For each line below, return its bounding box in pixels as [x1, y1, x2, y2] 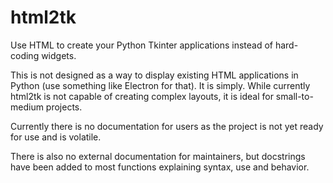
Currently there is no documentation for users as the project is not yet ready [10, 120, 324, 132]
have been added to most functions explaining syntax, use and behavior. [10, 161, 310, 173]
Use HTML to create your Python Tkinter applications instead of [10, 39, 273, 51]
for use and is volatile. [10, 131, 102, 143]
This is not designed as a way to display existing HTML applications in [10, 69, 299, 81]
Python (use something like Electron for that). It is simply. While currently [10, 79, 311, 91]
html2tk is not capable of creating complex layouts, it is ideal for [10, 90, 274, 102]
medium [10, 101, 44, 113]
